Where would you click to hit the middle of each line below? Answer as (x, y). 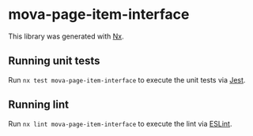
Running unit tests (54, 61)
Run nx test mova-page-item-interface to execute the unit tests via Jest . (127, 79)
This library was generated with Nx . (66, 36)
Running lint (39, 105)
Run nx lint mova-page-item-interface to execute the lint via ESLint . (120, 123)
